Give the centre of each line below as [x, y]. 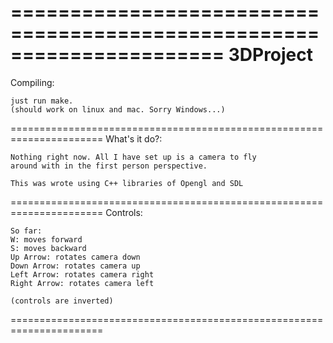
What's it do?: [134, 138]
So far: [26, 231]
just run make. [42, 101]
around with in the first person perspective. [109, 166]
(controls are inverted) [62, 301]
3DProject [271, 55]
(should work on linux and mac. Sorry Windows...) [118, 109]
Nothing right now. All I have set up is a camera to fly [133, 157]
